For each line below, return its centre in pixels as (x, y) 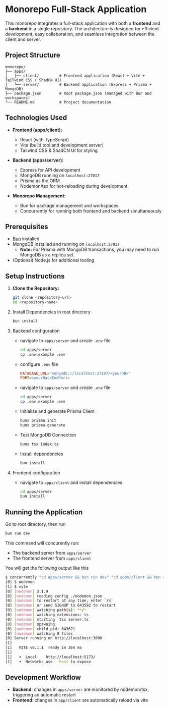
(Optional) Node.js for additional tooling (53, 260)
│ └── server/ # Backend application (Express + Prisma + (78, 84)
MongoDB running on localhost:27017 (60, 175)
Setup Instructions (35, 276)
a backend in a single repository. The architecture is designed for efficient (82, 28)
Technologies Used (36, 118)
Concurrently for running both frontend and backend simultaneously (91, 211)
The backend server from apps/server (52, 553)
